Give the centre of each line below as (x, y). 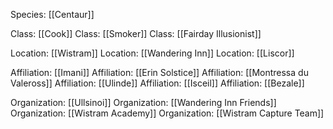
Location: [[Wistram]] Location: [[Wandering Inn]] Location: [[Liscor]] (152, 53)
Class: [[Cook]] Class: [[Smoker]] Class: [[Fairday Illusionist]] (136, 33)
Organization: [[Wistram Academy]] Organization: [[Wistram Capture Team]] (167, 113)
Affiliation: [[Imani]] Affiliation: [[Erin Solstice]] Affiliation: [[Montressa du (159, 72)
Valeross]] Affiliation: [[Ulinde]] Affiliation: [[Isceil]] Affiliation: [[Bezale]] (157, 83)
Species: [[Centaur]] (52, 14)
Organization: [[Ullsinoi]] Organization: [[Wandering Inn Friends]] (143, 102)
